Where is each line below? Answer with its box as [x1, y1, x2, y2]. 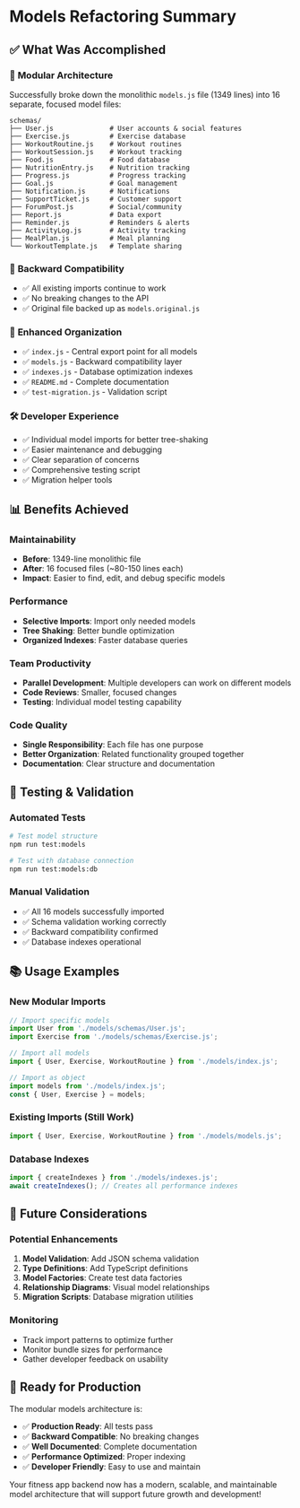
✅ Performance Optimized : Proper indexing [21, 1451, 186, 1461]
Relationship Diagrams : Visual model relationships [21, 1282, 210, 1293]
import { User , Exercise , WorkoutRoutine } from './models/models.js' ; [9, 1131, 282, 1140]
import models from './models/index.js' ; [9, 1081, 167, 1091]
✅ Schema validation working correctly [21, 916, 167, 927]
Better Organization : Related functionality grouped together [21, 749, 244, 760]
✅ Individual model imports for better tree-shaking [21, 433, 209, 445]
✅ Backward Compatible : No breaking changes [21, 1431, 200, 1442]
